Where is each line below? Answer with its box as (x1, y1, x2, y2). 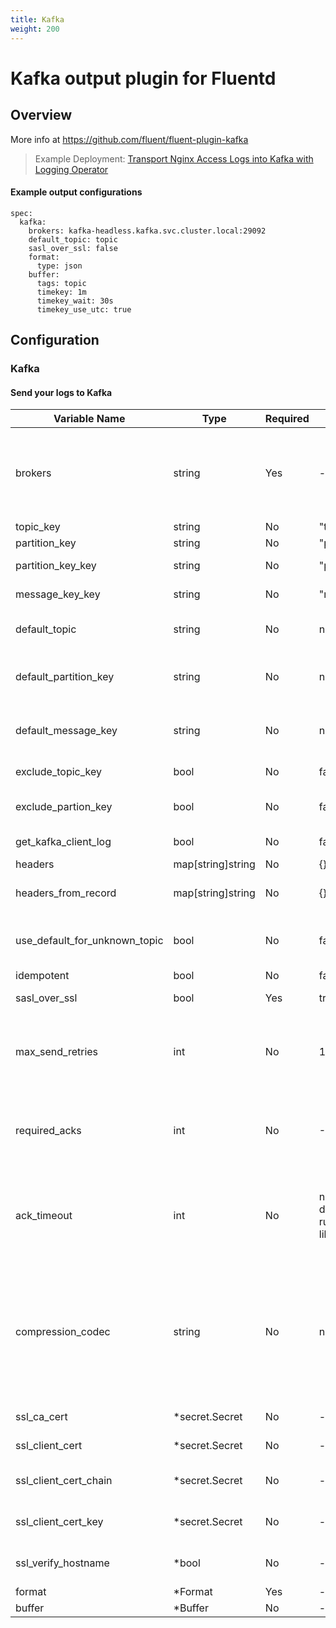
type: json (36, 261, 83, 271)
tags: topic (36, 278, 87, 288)
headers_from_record (15, 886, 117, 900)
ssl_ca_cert (15, 1410, 68, 1424)
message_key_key (15, 587, 101, 601)
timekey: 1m (36, 287, 87, 297)
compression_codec (15, 1325, 111, 1339)
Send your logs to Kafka (10, 386, 113, 398)
